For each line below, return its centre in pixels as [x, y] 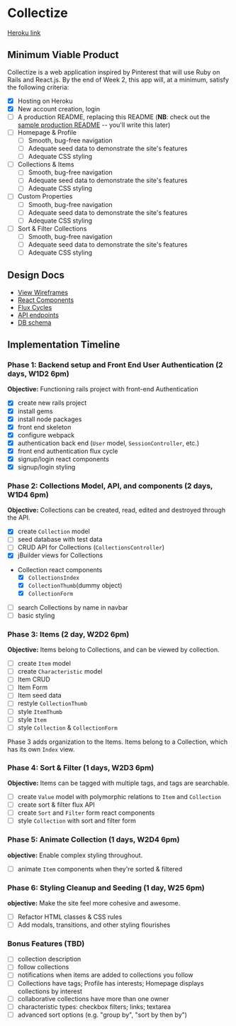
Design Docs [36, 275]
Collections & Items [46, 165]
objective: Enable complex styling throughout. [75, 855]
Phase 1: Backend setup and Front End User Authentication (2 [115, 365]
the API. [19, 518]
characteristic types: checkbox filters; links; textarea [94, 1007]
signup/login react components [63, 459]
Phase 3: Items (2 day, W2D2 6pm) [68, 634]
